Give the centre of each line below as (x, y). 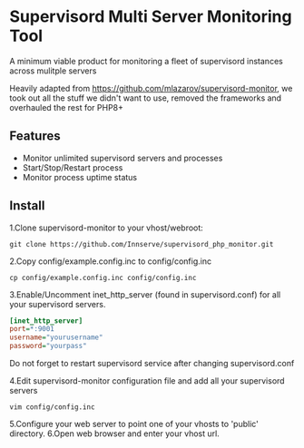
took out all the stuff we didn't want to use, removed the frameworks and (146, 98)
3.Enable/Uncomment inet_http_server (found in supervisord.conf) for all (145, 294)
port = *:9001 (32, 329)
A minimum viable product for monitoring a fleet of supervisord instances (146, 61)
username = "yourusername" (56, 337)
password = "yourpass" (49, 346)
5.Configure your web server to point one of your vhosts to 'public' (134, 424)
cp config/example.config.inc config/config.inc (103, 278)
